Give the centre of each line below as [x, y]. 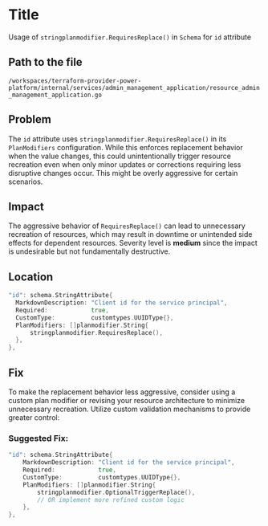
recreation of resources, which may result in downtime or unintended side [130, 234]
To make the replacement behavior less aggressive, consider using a [122, 392]
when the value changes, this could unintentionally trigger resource [120, 156]
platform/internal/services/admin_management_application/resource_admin [134, 88]
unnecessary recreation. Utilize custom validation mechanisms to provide [130, 409]
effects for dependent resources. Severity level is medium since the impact [133, 243]
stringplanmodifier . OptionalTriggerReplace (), [116, 492]
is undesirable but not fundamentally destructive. [89, 251]
